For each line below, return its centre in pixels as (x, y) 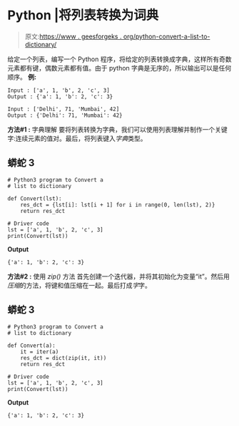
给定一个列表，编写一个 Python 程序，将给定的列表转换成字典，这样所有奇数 (119, 59)
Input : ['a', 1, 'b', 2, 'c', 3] (59, 90)
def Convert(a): (31, 346)
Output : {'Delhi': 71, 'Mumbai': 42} (65, 115)
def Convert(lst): (35, 198)
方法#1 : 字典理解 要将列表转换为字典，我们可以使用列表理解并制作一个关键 (117, 129)
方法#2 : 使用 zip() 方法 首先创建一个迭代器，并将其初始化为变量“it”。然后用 (118, 276)
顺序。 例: (22, 77)
